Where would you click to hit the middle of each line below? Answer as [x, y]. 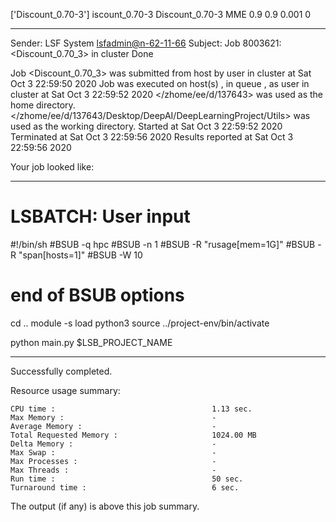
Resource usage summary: [65, 390]
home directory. [43, 105]
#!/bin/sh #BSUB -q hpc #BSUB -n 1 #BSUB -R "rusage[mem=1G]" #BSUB [163, 244]
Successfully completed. [61, 371]
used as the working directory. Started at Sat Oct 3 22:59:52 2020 [146, 126]
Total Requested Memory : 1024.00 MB [133, 435]
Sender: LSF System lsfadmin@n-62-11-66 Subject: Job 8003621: [146, 43]
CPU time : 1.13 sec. [131, 409]
